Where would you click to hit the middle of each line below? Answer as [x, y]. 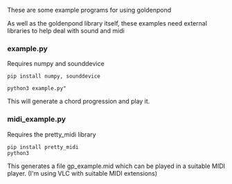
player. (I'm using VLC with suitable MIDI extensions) [82, 173]
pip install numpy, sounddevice [54, 76]
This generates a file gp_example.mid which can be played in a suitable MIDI [116, 166]
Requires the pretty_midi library [52, 134]
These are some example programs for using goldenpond [89, 10]
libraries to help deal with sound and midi [66, 31]
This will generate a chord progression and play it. [79, 101]
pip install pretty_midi [43, 147]
